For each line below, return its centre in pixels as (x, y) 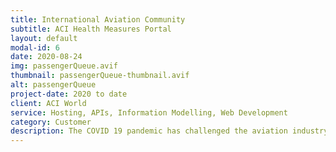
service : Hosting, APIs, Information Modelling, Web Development (149, 112)
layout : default (44, 38)
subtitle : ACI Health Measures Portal (91, 29)
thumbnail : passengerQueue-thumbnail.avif (100, 76)
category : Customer (51, 122)
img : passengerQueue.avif (64, 66)
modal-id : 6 (35, 47)
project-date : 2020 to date (69, 94)
